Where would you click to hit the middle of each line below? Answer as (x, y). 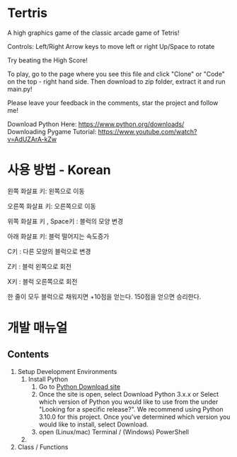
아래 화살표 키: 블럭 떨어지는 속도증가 (58, 236)
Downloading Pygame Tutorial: (52, 131)
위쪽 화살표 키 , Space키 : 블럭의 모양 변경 (65, 221)
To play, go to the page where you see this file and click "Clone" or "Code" (116, 74)
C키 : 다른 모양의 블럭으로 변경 (49, 251)
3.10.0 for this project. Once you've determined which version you (134, 417)
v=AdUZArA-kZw (32, 139)
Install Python (48, 379)
